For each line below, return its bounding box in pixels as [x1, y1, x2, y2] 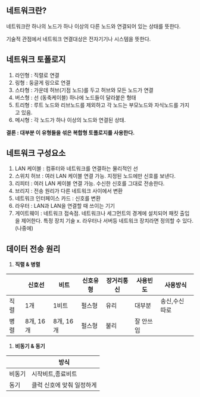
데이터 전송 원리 [6, 244, 61, 254]
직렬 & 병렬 [14, 261, 40, 268]
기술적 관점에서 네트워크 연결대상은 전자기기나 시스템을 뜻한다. [6, 35, 151, 42]
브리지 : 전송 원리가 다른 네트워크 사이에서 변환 [14, 187, 123, 195]
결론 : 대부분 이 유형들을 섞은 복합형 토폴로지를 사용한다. [6, 129, 135, 136]
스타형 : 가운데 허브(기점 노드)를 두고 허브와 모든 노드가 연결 [14, 86, 154, 94]
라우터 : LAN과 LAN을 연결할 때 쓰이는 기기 [14, 202, 115, 210]
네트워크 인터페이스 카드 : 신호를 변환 [14, 195, 101, 202]
